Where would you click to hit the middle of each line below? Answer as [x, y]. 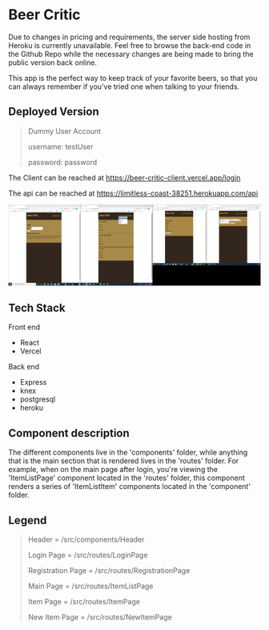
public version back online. [53, 63]
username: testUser [60, 147]
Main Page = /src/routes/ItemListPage [90, 586]
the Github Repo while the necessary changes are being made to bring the [131, 54]
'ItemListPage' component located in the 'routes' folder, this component [127, 478]
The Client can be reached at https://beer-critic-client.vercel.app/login [124, 177]
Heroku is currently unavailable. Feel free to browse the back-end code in [130, 45]
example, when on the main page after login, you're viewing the [113, 470]
